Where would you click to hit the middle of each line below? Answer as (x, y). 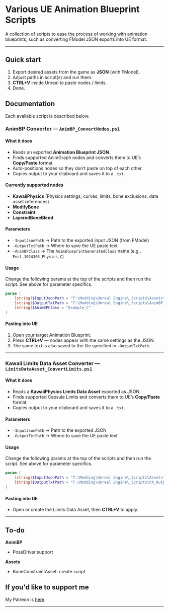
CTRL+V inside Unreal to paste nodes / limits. (60, 83)
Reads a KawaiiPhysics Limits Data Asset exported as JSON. (76, 392)
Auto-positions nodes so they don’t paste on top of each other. (78, 168)
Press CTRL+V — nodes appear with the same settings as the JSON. (83, 340)
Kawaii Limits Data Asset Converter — (53, 363)
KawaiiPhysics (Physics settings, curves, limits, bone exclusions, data (85, 196)
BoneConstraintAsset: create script (49, 571)
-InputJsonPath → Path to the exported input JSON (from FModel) (81, 241)
